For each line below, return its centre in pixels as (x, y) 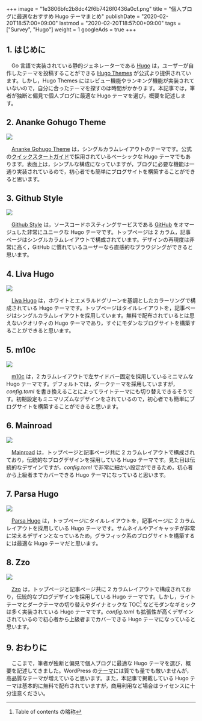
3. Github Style (35, 198)
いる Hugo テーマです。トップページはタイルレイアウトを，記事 (106, 308)
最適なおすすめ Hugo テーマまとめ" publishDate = (78, 16)
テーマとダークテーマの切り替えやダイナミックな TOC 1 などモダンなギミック (101, 604)
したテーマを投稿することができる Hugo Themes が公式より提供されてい (101, 73)
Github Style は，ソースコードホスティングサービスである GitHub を (95, 225)
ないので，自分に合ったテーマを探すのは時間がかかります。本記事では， (101, 88)
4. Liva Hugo (30, 274)
